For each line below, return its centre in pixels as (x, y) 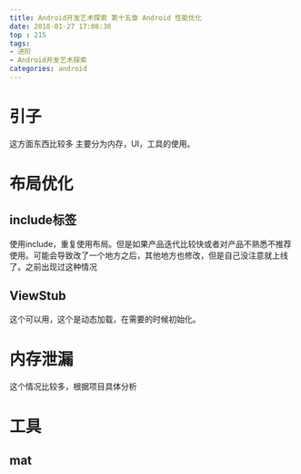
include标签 (43, 220)
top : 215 (28, 35)
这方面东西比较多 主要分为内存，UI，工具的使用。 (102, 143)
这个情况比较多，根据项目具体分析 (73, 386)
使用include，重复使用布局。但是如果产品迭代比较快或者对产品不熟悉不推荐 (151, 243)
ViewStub (38, 296)
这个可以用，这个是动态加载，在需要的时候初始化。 (105, 319)
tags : (20, 43)
